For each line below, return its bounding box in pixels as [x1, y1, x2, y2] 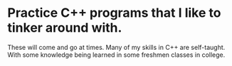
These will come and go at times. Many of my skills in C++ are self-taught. [7, 43, 226, 51]
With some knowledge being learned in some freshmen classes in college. [7, 51, 226, 59]
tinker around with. [7, 20, 122, 36]
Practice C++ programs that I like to [7, 5, 221, 21]
